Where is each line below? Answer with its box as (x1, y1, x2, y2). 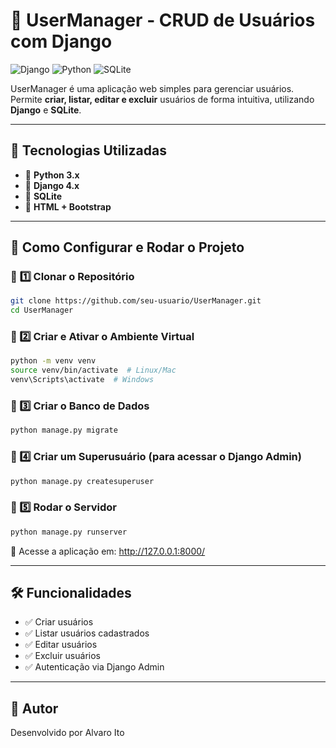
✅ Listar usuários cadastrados (24, 627, 150, 639)
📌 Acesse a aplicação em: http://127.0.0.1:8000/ (10, 545, 206, 557)
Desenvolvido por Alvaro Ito (10, 727, 125, 739)
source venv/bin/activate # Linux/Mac (10, 365, 177, 376)
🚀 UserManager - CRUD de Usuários (10, 9, 316, 32)
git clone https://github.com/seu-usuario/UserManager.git (10, 296, 262, 306)
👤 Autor (10, 700, 59, 717)
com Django (10, 30, 113, 53)
